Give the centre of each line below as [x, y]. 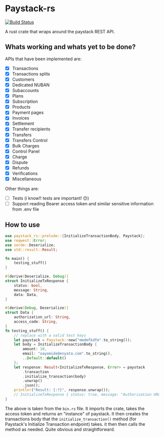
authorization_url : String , [42, 317]
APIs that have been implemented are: [43, 59]
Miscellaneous [27, 179]
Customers [23, 79]
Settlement [23, 123]
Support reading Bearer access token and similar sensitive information [83, 204]
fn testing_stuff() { [27, 331]
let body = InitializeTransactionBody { [55, 344]
